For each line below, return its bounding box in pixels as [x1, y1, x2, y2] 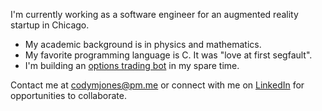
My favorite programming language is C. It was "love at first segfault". [24, 49, 313, 61]
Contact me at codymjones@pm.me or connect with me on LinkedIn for [10, 79, 305, 91]
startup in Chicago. [10, 19, 90, 31]
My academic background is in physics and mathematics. [24, 39, 262, 50]
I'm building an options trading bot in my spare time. [24, 60, 240, 71]
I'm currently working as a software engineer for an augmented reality [10, 9, 299, 20]
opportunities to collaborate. [10, 90, 127, 101]
